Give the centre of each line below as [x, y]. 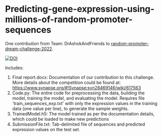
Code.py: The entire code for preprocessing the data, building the [78, 93]
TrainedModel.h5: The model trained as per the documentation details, [83, 113]
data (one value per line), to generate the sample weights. [70, 109]
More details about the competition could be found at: [66, 82]
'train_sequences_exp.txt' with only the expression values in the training [85, 103]
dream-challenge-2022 [29, 49]
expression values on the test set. [46, 129]
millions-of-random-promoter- [69, 19]
